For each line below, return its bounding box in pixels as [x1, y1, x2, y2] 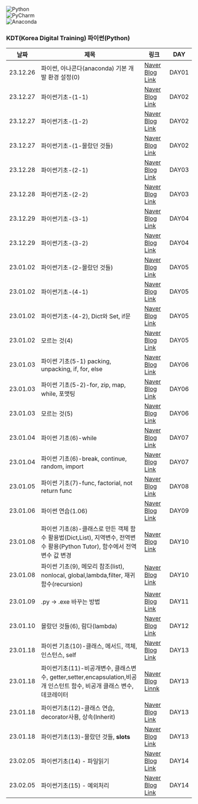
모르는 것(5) [41, 410, 73, 418]
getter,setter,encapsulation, [49, 673, 127, 681]
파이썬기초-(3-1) [41, 215, 88, 223]
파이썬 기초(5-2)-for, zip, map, [41, 381, 126, 389]
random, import [41, 462, 84, 470]
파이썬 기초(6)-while [41, 434, 97, 442]
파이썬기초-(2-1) [41, 166, 88, 174]
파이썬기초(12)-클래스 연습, [41, 704, 115, 713]
